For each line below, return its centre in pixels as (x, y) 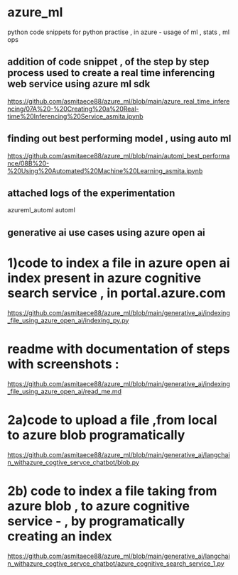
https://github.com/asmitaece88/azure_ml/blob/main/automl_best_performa (119, 155)
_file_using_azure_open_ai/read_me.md (65, 391)
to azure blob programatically (96, 435)
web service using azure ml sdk (79, 84)
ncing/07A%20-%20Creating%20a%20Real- (74, 109)
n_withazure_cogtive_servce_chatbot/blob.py (74, 462)
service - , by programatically (96, 521)
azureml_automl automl (42, 210)
